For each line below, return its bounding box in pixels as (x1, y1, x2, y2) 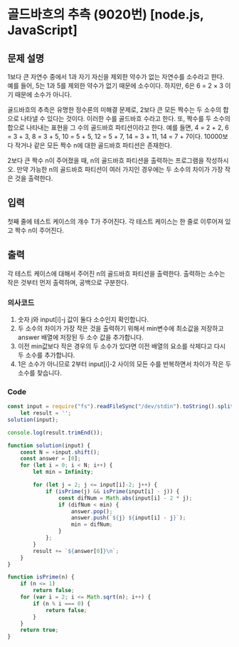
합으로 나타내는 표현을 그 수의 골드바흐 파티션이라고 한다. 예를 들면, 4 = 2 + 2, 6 (7, 123, 230, 132)
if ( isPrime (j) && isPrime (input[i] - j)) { (45, 487, 180, 495)
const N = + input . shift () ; (20, 448, 100, 456)
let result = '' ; (20, 410, 72, 417)
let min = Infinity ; (33, 468, 94, 476)
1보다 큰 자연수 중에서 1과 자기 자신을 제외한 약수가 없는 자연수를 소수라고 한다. (7, 73, 225, 81)
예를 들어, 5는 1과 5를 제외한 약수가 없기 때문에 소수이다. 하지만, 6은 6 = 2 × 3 (7, 81, 224, 90)
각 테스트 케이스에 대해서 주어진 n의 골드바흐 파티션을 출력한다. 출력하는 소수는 (7, 269, 225, 278)
